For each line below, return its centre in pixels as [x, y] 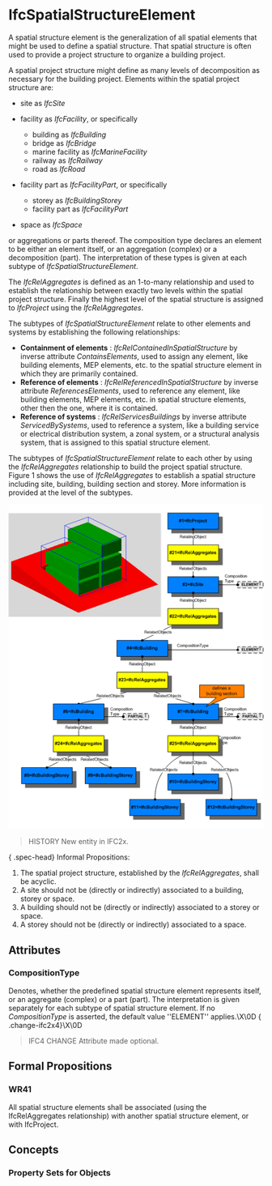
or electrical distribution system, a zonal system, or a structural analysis [140, 433]
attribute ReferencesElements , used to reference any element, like [130, 390]
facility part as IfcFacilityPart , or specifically [93, 185]
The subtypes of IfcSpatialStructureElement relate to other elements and [130, 323]
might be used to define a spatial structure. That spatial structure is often [130, 45]
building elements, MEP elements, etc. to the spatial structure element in [141, 365]
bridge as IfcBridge [64, 143]
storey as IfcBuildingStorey [77, 200]
